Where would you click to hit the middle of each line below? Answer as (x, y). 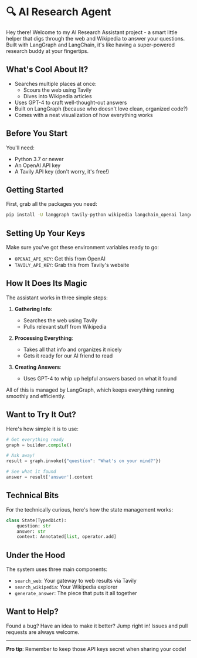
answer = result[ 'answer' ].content (50, 477)
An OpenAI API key (38, 165)
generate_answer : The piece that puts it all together (76, 593)
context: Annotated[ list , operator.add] (67, 537)
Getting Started (35, 190)
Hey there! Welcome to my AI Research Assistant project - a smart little (92, 32)
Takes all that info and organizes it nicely (72, 349)
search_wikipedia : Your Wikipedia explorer (66, 587)
